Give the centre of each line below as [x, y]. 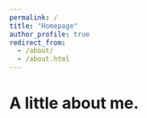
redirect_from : [38, 42]
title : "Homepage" [43, 26]
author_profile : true [50, 34]
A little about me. [74, 103]
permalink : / [34, 17]
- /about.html [43, 59]
